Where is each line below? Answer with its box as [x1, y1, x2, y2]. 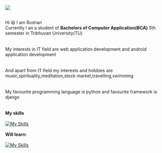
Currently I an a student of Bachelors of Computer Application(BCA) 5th [5, 25, 156, 31]
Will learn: [5, 131, 27, 137]
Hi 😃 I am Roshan [5, 20, 42, 25]
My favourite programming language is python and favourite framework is [5, 89, 157, 95]
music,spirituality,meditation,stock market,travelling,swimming [5, 73, 133, 79]
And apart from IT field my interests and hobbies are [5, 68, 113, 73]
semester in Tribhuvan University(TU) [5, 30, 83, 36]
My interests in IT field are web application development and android [5, 46, 146, 52]
